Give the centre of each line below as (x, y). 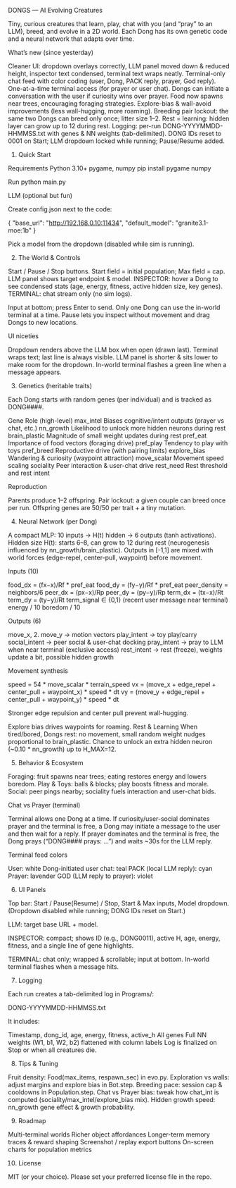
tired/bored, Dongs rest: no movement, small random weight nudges (107, 734)
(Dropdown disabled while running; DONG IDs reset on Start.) (97, 911)
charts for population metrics (50, 1149)
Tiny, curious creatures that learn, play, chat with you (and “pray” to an (110, 24)
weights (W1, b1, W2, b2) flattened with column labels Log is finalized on (112, 1042)
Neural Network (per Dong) (58, 521)
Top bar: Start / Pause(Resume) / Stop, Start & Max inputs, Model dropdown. (119, 903)
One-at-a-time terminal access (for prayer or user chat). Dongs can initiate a (119, 88)
